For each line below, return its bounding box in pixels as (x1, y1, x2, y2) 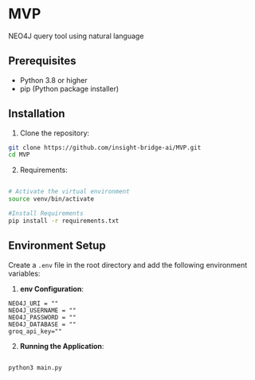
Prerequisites (8, 54, 76, 68)
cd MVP (8, 151, 30, 159)
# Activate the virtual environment (8, 188, 130, 196)
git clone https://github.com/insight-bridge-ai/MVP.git (8, 143, 202, 151)
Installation (8, 107, 65, 120)
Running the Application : (19, 341, 104, 351)
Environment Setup (8, 239, 106, 253)
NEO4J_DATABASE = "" (8, 320, 77, 328)
